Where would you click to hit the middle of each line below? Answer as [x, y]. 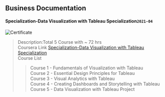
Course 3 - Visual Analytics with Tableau [72, 78]
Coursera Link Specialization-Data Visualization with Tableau [81, 47]
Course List [30, 58]
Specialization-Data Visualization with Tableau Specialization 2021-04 [79, 21]
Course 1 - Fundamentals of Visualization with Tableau [87, 68]
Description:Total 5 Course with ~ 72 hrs [60, 42]
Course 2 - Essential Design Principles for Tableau [82, 73]
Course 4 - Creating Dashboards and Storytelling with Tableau [95, 84]
